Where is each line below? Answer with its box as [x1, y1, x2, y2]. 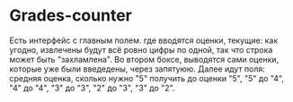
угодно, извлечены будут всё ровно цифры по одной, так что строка [9, 44, 273, 55]
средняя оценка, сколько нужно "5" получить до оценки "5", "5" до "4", [9, 72, 285, 83]
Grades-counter [9, 5, 132, 26]
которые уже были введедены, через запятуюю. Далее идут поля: [9, 64, 265, 74]
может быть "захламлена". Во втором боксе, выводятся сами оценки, [9, 54, 280, 64]
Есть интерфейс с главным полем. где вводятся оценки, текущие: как [9, 35, 279, 46]
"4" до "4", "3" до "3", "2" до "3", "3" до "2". [9, 82, 175, 93]
